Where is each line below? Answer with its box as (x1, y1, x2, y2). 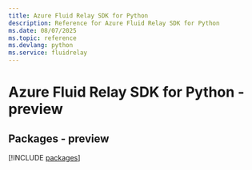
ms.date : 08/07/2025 (8, 26, 78, 34)
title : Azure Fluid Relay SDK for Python (8, 11, 149, 20)
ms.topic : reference (8, 34, 78, 42)
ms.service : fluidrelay (8, 49, 88, 57)
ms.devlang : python (8, 42, 74, 49)
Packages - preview (8, 132, 110, 145)
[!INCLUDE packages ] (8, 153, 81, 162)
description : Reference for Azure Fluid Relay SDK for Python (8, 19, 220, 27)
